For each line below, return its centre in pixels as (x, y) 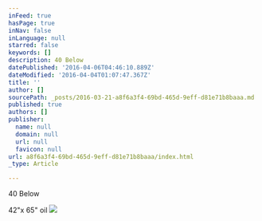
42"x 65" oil (28, 210)
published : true (35, 105)
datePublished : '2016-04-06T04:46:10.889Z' (82, 68)
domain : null (37, 134)
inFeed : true (30, 16)
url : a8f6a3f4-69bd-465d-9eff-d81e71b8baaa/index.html (101, 156)
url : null (31, 142)
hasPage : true (32, 23)
